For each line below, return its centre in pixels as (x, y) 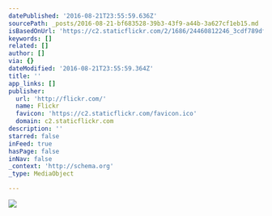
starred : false (34, 136)
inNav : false (30, 159)
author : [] (27, 53)
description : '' (36, 129)
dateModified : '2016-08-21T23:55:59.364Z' (81, 69)
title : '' (25, 76)
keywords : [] (30, 38)
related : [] (28, 46)
